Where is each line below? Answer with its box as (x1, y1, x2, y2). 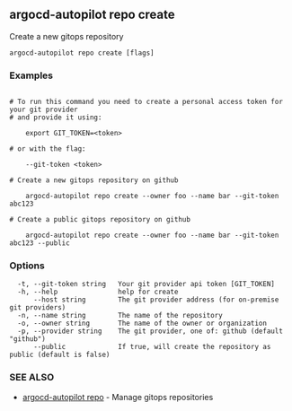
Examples (9, 69, 54, 82)
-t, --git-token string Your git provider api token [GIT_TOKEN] (17, 280, 276, 289)
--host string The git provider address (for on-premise (32, 295, 279, 304)
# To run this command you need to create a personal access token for (9, 98, 283, 107)
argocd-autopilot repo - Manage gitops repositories (22, 391, 214, 402)
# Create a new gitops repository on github (9, 176, 179, 185)
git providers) (9, 303, 66, 312)
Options (9, 259, 45, 272)
